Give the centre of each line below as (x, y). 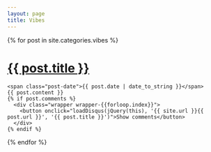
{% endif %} (24, 130)
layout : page (26, 14)
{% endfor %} (27, 142)
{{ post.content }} (36, 93)
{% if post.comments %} (42, 99)
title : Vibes (26, 20)
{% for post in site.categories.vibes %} (63, 40)
